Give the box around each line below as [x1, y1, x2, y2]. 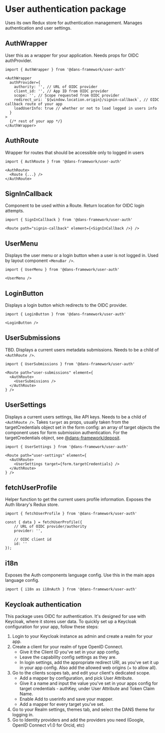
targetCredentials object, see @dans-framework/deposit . [5, 435, 121, 441]
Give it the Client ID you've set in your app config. [19, 649, 120, 655]
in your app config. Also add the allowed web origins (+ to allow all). [19, 665, 157, 670]
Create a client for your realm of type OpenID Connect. [12, 644, 124, 650]
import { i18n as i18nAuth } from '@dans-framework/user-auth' [5, 587, 137, 592]
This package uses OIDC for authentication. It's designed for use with [5, 613, 146, 619]
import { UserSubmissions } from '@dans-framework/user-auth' [5, 361, 135, 366]
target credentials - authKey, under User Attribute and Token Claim [19, 686, 155, 692]
